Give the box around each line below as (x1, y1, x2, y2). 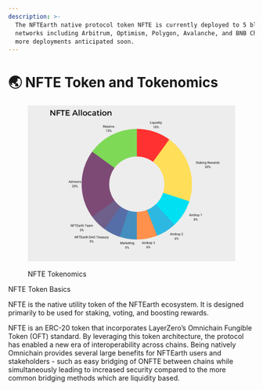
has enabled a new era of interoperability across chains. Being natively (8, 340, 236, 349)
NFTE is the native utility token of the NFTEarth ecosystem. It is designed (8, 300, 244, 309)
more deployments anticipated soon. (15, 38, 135, 46)
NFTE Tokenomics (27, 269, 87, 279)
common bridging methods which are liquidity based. (8, 374, 180, 383)
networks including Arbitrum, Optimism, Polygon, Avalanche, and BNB (15, 29, 247, 37)
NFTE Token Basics (8, 285, 71, 294)
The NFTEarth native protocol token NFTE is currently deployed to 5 (15, 20, 247, 29)
